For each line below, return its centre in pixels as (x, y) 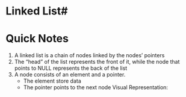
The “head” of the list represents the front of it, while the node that (97, 62)
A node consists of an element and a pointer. (70, 75)
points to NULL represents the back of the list (71, 68)
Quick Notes (37, 39)
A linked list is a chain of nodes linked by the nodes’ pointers (89, 55)
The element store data (52, 81)
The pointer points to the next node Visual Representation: (96, 87)
